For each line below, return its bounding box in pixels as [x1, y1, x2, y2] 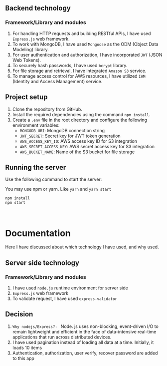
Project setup [5, 93, 48, 102]
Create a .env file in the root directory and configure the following [12, 117, 148, 123]
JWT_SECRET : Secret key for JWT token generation [19, 133, 121, 139]
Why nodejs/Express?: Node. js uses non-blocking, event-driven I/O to [12, 323, 159, 329]
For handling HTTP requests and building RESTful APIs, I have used [12, 30, 151, 37]
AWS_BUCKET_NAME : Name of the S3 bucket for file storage [19, 149, 135, 155]
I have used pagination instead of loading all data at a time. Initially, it [12, 339, 154, 345]
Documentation [5, 227, 71, 239]
